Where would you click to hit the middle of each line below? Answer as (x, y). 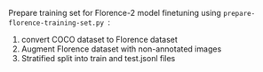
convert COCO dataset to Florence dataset (100, 40)
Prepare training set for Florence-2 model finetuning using (115, 13)
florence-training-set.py (56, 23)
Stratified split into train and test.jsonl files (98, 58)
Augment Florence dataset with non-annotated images (121, 49)
